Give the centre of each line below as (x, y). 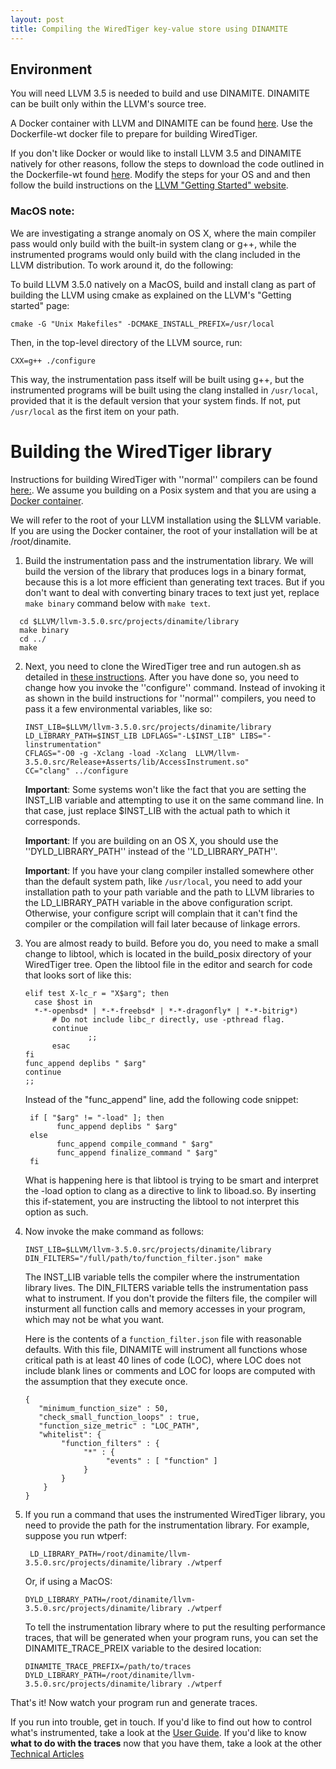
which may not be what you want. (94, 1319)
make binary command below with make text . (117, 603)
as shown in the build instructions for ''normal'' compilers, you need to (170, 698)
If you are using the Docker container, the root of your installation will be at (164, 530)
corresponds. (52, 821)
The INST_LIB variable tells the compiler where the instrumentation (162, 1277)
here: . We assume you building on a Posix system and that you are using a (163, 490)
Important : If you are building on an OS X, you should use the (151, 840)
